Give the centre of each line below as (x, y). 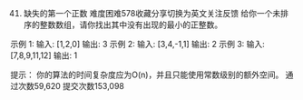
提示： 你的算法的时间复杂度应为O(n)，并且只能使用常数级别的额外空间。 (147, 75)
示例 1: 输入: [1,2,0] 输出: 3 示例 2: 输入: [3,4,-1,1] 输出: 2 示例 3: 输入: (138, 44)
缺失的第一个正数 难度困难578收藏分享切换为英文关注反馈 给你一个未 (152, 13)
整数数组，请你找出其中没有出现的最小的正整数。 (131, 25)
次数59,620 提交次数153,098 (71, 86)
